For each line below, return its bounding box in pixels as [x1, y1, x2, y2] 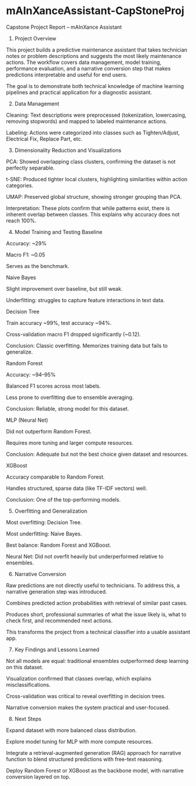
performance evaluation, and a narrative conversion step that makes [6, 65, 171, 72]
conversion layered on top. [6, 773, 71, 780]
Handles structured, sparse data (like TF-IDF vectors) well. [6, 485, 147, 492]
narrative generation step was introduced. [6, 588, 107, 595]
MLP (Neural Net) [6, 416, 49, 424]
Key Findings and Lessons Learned [14, 646, 99, 653]
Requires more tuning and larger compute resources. [6, 439, 133, 446]
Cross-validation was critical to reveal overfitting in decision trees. [6, 692, 166, 699]
